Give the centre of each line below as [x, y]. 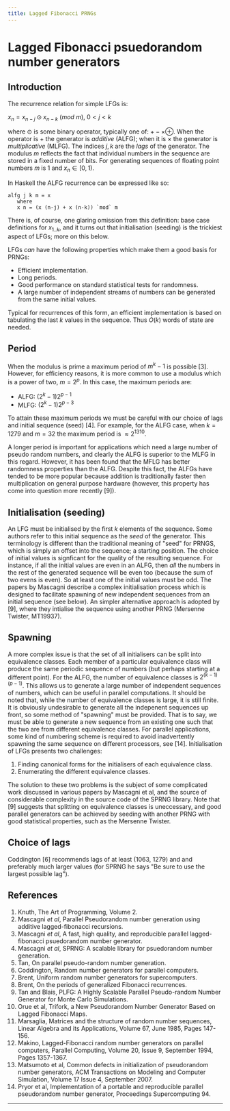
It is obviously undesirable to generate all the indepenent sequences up [108, 708]
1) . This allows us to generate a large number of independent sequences [119, 685]
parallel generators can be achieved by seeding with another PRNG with [109, 814]
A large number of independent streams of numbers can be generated [116, 292]
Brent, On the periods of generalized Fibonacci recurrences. [102, 984]
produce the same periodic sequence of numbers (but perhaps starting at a [114, 669]
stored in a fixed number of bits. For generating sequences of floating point [114, 161]
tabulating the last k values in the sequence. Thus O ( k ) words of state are [111, 320]
